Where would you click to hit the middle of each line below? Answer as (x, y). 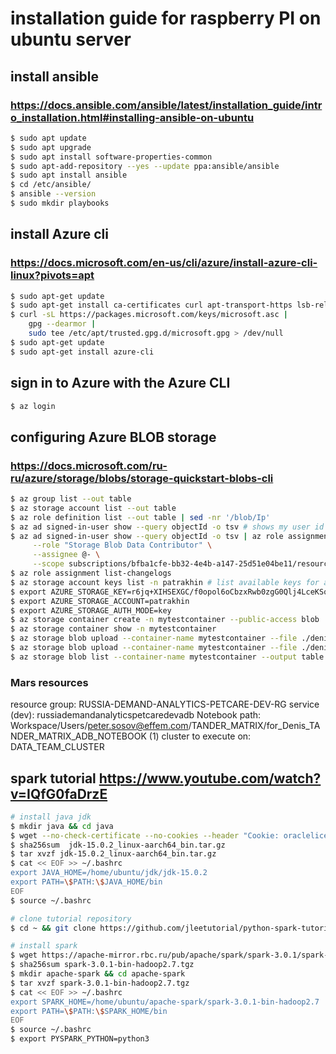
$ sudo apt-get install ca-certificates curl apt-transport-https (151, 305)
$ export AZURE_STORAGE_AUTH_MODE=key (91, 610)
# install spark (44, 946)
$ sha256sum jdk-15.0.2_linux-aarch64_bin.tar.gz (118, 845)
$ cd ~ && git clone (53, 928)
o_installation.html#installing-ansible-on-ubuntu (132, 117)
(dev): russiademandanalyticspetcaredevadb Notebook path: (136, 715)
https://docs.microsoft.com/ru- (89, 465)
